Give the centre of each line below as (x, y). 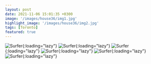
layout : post (18, 9)
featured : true (20, 32)
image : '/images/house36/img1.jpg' (41, 18)
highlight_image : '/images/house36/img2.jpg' (52, 23)
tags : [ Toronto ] (21, 28)
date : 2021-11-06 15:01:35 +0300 (39, 14)
